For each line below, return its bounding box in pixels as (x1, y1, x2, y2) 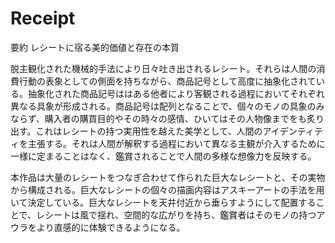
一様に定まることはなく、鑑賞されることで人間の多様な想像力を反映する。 (10, 150, 317, 162)
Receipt (10, 7, 76, 30)
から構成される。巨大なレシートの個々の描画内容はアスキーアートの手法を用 (10, 183, 325, 196)
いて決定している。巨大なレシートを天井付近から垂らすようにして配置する (10, 196, 317, 208)
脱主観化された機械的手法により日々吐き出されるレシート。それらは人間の (10, 62, 317, 74)
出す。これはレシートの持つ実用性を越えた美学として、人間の (10, 125, 263, 137)
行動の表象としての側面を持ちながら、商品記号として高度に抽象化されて (18, 75, 317, 87)
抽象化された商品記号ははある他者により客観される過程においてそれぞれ (27, 87, 325, 99)
